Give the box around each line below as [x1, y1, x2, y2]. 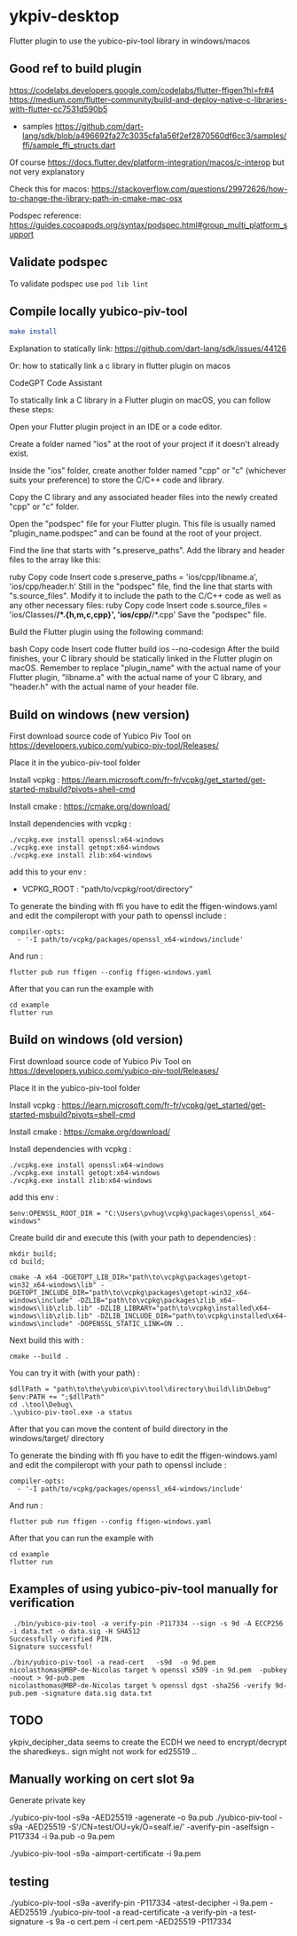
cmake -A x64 [9, 1273, 58, 1282]
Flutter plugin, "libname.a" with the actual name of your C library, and [9, 672, 262, 683]
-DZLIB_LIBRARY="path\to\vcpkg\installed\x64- [96, 1304, 272, 1313]
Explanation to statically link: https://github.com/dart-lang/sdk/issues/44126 [9, 343, 286, 354]
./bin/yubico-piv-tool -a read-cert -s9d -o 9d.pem [9, 1658, 216, 1666]
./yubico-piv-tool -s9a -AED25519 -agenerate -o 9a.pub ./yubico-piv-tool [9, 1812, 277, 1823]
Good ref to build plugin [9, 61, 142, 76]
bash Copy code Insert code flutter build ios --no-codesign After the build [9, 644, 280, 654]
